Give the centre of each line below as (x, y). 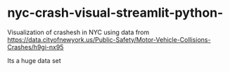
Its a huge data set (34, 60)
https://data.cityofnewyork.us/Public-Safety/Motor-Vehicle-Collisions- (109, 39)
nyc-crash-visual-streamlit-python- (115, 13)
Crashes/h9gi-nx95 (36, 47)
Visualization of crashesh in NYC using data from (78, 32)
